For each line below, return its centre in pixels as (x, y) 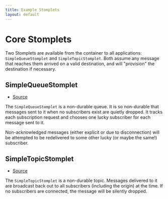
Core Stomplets (38, 39)
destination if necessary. (31, 69)
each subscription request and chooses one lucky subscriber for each (78, 117)
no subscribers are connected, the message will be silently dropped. (76, 191)
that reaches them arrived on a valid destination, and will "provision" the (80, 64)
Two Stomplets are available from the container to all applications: (73, 53)
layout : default (22, 15)
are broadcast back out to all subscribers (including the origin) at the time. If (84, 186)
